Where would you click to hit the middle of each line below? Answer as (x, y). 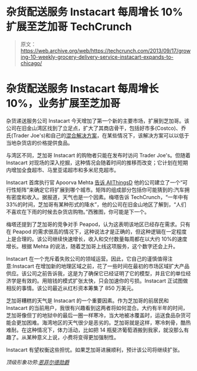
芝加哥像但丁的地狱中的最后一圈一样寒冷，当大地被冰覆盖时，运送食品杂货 (96, 315)
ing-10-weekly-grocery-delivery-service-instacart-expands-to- (97, 57)
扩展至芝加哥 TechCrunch (69, 27)
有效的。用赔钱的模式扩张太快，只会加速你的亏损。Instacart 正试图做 (105, 281)
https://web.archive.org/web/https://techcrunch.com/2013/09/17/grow (106, 50)
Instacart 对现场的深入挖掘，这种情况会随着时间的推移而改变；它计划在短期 (97, 163)
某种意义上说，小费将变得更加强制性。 (72, 337)
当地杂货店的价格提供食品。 (40, 143)
